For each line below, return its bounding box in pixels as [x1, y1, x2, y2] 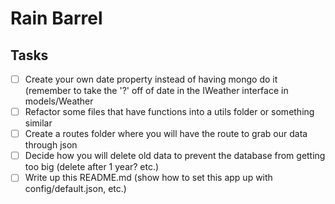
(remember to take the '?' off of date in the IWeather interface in [24, 85, 289, 97]
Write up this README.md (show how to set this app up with [24, 172, 273, 184]
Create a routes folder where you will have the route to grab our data [24, 128, 308, 140]
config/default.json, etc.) [24, 183, 127, 195]
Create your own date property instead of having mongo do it [24, 73, 278, 85]
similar [24, 117, 53, 129]
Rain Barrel [10, 7, 103, 30]
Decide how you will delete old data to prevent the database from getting [24, 150, 326, 162]
